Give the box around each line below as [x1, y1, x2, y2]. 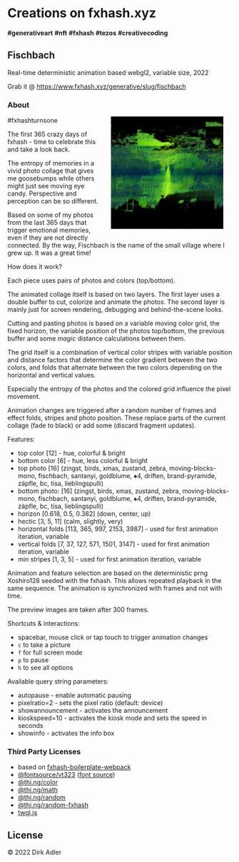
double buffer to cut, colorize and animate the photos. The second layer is [7, 298, 225, 306]
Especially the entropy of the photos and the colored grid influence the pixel [7, 385, 231, 393]
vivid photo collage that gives [7, 166, 94, 176]
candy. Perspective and [7, 189, 77, 198]
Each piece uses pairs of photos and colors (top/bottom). [7, 276, 176, 285]
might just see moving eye [7, 182, 85, 191]
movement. [7, 392, 41, 401]
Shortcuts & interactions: [7, 619, 81, 628]
